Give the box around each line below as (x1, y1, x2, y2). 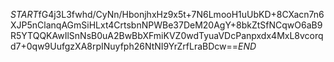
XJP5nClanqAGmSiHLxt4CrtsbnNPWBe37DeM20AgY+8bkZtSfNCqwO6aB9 (10, 19, 323, 31)
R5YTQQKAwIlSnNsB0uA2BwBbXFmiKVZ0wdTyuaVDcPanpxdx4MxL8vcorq (10, 30, 324, 41)
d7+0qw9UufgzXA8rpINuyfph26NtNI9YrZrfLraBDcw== (10, 40, 239, 52)
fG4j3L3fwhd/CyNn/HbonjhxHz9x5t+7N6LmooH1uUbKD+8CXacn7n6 (38, 9, 325, 20)
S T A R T (10, 9, 39, 20)
